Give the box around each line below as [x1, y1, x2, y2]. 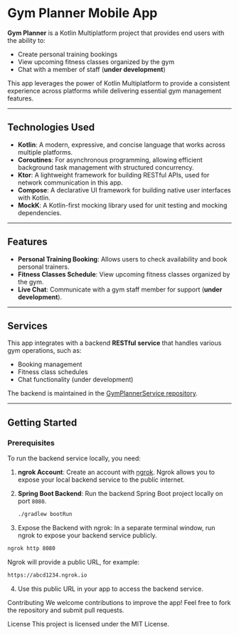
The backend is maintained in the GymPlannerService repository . [7, 389, 198, 398]
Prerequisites [7, 438, 55, 448]
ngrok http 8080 [7, 544, 55, 552]
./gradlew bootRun [17, 511, 73, 518]
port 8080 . [17, 497, 47, 505]
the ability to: [7, 36, 46, 44]
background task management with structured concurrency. [17, 162, 194, 172]
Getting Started [7, 416, 78, 428]
